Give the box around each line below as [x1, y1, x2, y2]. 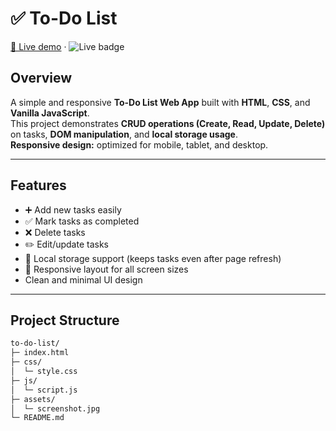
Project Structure [10, 312, 120, 329]
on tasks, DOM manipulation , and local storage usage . [10, 128, 238, 140]
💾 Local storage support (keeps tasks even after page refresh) [24, 252, 282, 264]
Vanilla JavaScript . [10, 107, 90, 119]
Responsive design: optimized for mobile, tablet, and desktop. [10, 138, 269, 151]
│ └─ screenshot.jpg [10, 403, 101, 414]
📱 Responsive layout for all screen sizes [24, 263, 189, 275]
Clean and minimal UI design [24, 273, 143, 286]
